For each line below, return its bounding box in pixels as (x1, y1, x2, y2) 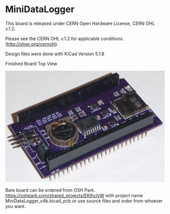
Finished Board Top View (5, 60, 58, 66)
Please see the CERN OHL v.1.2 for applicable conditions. (5, 35, 124, 42)
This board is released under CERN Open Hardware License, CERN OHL (5, 20, 155, 26)
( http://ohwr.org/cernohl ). (5, 41, 59, 47)
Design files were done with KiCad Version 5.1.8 (5, 51, 105, 57)
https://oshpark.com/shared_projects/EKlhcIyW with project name (5, 193, 143, 199)
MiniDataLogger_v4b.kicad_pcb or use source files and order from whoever (5, 198, 163, 204)
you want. (5, 203, 26, 209)
